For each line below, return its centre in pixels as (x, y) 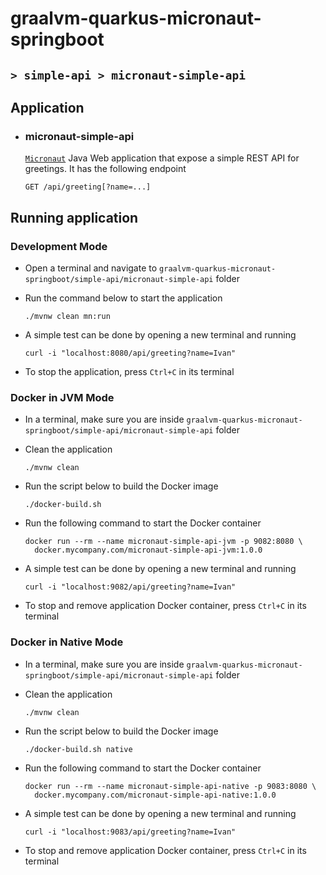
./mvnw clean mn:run (67, 316)
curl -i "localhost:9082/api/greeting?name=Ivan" (130, 587)
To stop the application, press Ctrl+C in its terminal (129, 371)
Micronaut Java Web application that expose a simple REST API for (162, 158)
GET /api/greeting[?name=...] (88, 187)
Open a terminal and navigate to (91, 268)
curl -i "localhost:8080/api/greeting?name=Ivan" (130, 353)
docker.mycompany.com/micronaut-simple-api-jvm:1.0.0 (148, 550)
